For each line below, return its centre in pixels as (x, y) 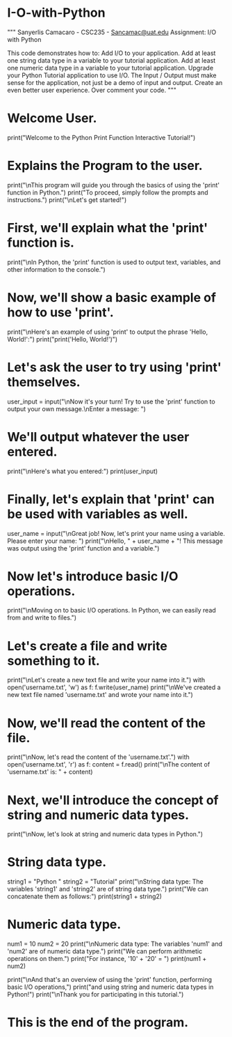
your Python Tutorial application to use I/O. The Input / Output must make (112, 75)
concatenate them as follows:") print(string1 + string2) (84, 896)
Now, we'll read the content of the (107, 723)
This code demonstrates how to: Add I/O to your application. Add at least (111, 53)
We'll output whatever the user (98, 437)
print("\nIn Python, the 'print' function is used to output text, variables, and (114, 262)
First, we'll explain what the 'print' (108, 228)
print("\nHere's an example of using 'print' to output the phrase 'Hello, (108, 332)
